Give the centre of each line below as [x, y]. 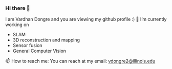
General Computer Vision [39, 51]
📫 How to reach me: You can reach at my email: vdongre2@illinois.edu [80, 61]
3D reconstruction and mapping [46, 40]
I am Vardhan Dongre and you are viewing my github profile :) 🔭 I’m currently [86, 19]
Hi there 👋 [18, 8]
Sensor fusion [27, 45]
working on [17, 25]
